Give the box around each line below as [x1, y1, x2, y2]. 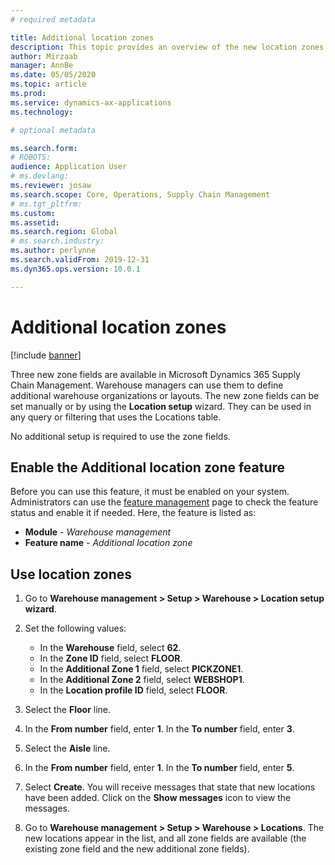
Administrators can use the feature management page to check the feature [10, 496, 319, 508]
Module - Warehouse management [24, 526, 172, 538]
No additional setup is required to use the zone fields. [10, 430, 231, 442]
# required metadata [10, 14, 97, 25]
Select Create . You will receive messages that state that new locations [24, 781, 316, 793]
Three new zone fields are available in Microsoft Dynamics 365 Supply [10, 368, 301, 380]
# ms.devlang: [10, 171, 70, 181]
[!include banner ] [10, 349, 82, 361]
